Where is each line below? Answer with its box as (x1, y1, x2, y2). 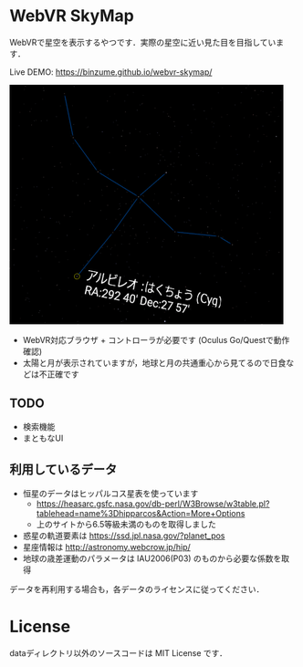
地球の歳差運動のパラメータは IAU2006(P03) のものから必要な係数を (22, 553, 282, 564)
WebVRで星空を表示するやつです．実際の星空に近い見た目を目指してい (9, 36, 277, 47)
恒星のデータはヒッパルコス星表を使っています (22, 487, 199, 498)
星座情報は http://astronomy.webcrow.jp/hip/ (22, 541, 192, 552)
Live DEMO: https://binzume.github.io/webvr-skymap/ (9, 66, 213, 78)
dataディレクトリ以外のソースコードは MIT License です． (9, 647, 228, 658)
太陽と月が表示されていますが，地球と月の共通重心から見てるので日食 (22, 357, 287, 368)
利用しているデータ (9, 462, 118, 477)
